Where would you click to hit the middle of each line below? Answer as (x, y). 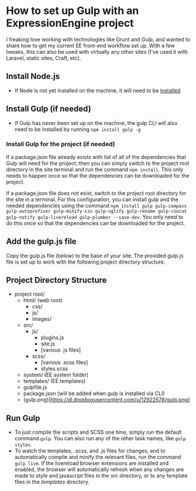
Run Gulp (23, 418)
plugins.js (52, 338)
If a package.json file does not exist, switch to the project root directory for (96, 193)
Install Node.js (33, 76)
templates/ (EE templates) (54, 381)
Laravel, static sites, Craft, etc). (44, 58)
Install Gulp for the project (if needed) (61, 144)
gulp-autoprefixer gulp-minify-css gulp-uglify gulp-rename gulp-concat (97, 211)
